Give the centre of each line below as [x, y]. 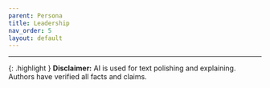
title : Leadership [39, 23]
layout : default [35, 38]
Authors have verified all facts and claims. [78, 77]
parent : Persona [35, 16]
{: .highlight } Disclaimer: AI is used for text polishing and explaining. [122, 68]
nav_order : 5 [30, 30]
